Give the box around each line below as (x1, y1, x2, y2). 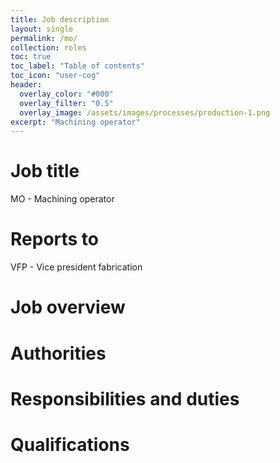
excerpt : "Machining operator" (10, 117, 141, 127)
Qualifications (10, 433, 130, 456)
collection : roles (10, 42, 87, 53)
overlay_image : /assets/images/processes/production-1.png (19, 107, 271, 118)
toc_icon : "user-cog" (10, 71, 101, 81)
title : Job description (10, 14, 110, 25)
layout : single (10, 24, 74, 34)
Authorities (10, 342, 107, 365)
